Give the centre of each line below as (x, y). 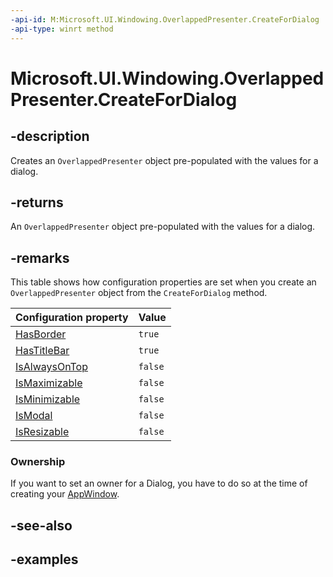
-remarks (40, 257)
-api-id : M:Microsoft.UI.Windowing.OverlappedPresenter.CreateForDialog (165, 19)
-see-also (41, 525)
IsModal (34, 416)
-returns (37, 202)
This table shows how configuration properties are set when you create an (163, 282)
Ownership (38, 462)
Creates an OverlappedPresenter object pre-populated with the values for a (164, 160)
